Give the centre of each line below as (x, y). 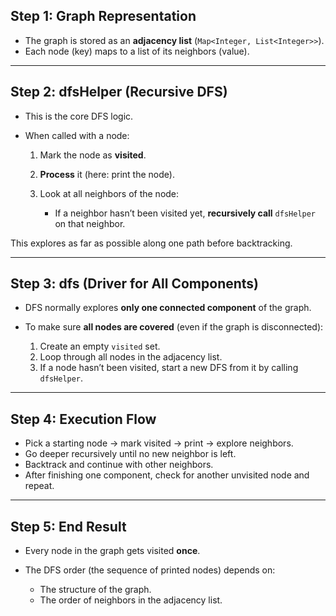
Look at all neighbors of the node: (109, 193)
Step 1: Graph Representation (103, 16)
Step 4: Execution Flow (83, 419)
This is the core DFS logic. (79, 116)
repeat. (39, 486)
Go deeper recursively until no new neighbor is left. (130, 454)
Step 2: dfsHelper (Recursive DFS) (119, 92)
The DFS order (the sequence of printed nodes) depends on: (150, 570)
